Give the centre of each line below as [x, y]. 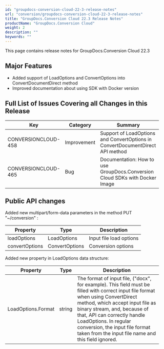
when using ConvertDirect [107, 297]
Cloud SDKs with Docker [128, 178]
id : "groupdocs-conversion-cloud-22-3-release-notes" [61, 10]
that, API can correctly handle [111, 315]
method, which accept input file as [117, 303]
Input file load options [114, 238]
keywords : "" [18, 37]
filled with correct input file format [116, 291]
